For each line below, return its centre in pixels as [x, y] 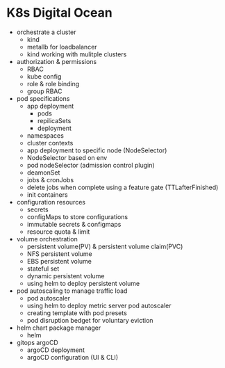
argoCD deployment [56, 350]
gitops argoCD [37, 342]
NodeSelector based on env [67, 157]
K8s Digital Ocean [59, 13]
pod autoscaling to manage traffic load [72, 291]
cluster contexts [50, 143]
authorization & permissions [57, 61]
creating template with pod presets [77, 313]
